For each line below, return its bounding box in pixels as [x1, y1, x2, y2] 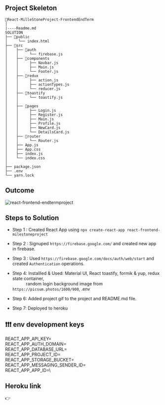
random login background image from [26, 281, 103, 287]
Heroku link [5, 382, 41, 390]
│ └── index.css [5, 155, 45, 160]
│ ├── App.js [5, 142, 39, 147]
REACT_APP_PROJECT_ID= [5, 352, 61, 358]
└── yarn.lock [5, 173, 35, 178]
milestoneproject [12, 232, 48, 237]
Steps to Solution [5, 214, 59, 222]
